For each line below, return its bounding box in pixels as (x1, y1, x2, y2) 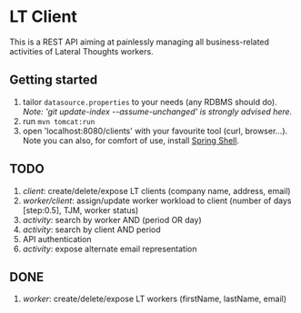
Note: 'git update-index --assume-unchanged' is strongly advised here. (22, 106, 293, 117)
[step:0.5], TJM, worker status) (22, 204, 139, 215)
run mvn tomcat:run (22, 115, 95, 126)
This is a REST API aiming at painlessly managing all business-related (9, 36, 270, 47)
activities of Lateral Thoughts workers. (9, 45, 154, 56)
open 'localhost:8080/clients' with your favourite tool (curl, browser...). (22, 125, 288, 136)
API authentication (22, 233, 93, 244)
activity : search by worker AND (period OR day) (22, 214, 202, 225)
